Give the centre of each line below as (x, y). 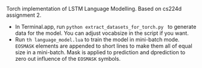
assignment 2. (24, 15)
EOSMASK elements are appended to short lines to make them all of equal (104, 46)
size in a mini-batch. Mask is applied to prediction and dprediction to (100, 52)
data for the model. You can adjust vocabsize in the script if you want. (102, 33)
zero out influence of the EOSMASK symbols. (68, 59)
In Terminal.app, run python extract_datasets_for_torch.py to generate (106, 27)
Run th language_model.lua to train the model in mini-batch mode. (97, 39)
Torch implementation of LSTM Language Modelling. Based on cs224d (94, 9)
